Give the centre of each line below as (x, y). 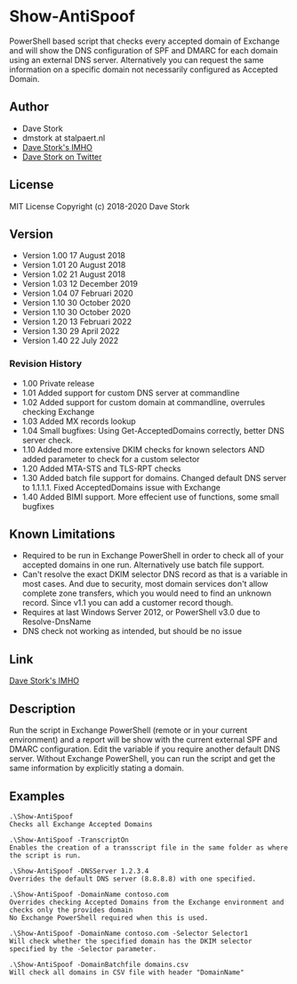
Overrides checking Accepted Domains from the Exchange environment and (147, 902)
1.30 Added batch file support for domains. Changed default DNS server (154, 477)
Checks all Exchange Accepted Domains (81, 824)
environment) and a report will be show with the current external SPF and (144, 740)
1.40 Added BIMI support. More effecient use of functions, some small (151, 497)
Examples (37, 796)
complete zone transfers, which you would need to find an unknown (147, 593)
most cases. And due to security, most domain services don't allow (145, 584)
